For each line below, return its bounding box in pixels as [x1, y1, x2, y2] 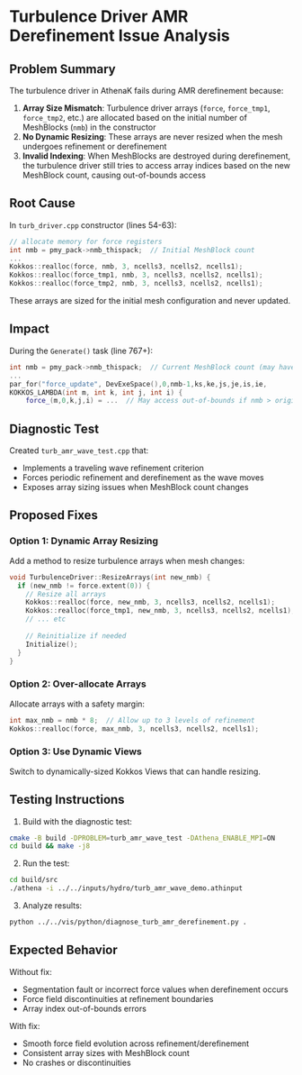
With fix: [9, 1020, 40, 1031]
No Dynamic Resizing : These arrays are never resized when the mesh [22, 132, 283, 141]
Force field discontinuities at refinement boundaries [22, 993, 214, 1004]
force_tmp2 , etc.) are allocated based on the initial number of [22, 113, 247, 123]
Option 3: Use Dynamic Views [9, 745, 142, 758]
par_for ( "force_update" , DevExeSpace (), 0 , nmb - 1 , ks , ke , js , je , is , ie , [9, 379, 268, 388]
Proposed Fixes [9, 507, 99, 524]
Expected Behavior [9, 943, 119, 958]
